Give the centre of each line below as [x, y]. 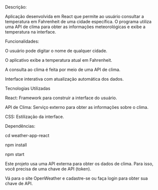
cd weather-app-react [27, 135]
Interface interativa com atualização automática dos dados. [64, 79]
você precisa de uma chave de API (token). [48, 169]
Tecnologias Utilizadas [28, 88]
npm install [16, 145]
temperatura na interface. [31, 32]
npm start [15, 154]
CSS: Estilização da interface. [35, 117]
